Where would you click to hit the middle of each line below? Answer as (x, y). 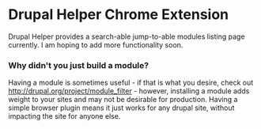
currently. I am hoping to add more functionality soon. (96, 44)
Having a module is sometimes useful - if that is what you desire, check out (131, 83)
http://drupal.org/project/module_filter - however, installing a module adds (129, 91)
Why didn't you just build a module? (78, 65)
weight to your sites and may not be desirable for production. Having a (123, 100)
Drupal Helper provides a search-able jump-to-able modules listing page (127, 36)
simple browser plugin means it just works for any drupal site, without (121, 108)
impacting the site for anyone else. (64, 116)
